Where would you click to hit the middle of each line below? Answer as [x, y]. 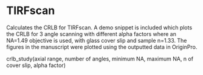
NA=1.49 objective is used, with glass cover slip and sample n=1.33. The [97, 40]
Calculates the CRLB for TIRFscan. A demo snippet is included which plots [99, 27]
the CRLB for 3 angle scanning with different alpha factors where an [91, 34]
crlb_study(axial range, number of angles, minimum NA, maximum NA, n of [100, 59]
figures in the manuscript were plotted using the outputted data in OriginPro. [102, 47]
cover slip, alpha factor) [36, 65]
